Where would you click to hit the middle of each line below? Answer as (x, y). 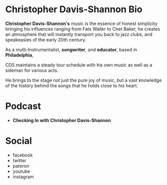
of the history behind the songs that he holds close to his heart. (72, 86)
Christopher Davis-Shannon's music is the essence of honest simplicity (81, 23)
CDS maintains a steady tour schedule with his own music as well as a (79, 65)
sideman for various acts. (32, 70)
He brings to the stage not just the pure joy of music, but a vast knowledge (83, 80)
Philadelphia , (19, 55)
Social (19, 141)
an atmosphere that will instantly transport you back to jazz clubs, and (79, 34)
